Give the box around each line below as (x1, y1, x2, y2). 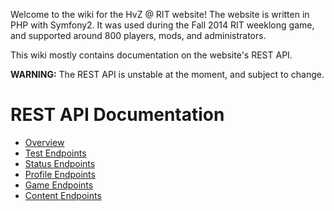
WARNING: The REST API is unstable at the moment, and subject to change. (10, 69, 325, 80)
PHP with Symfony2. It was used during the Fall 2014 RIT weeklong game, (10, 19, 315, 31)
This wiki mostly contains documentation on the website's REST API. (10, 49, 293, 61)
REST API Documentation (10, 104, 225, 126)
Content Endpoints (24, 189, 102, 201)
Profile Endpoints (24, 168, 96, 180)
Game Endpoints (24, 179, 94, 191)
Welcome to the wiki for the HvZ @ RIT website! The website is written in (10, 9, 310, 20)
